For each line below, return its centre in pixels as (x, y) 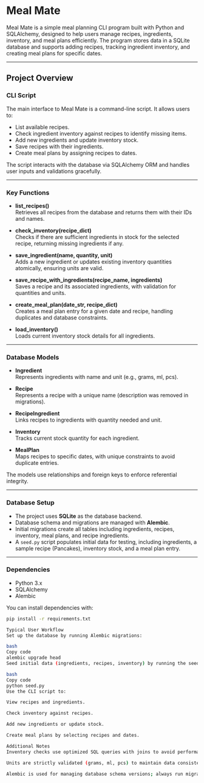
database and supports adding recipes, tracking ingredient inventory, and (98, 47)
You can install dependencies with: (50, 607)
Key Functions (28, 192)
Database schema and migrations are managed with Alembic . (92, 522)
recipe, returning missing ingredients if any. (70, 243)
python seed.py (25, 686)
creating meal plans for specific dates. (54, 53)
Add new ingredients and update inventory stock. (76, 140)
